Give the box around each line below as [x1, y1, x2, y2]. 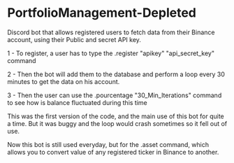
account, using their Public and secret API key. [7, 35, 142, 43]
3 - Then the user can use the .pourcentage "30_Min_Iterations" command [7, 91, 222, 99]
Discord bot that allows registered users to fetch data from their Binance [7, 28, 215, 36]
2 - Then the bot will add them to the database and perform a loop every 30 [7, 70, 226, 78]
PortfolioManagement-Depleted [7, 5, 197, 21]
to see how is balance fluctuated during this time [7, 98, 148, 106]
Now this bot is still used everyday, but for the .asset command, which [7, 140, 210, 148]
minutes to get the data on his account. [7, 77, 120, 85]
